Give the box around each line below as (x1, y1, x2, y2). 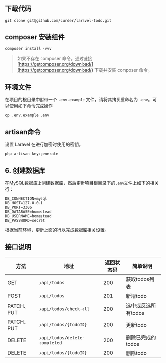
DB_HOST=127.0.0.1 (5, 201, 43, 206)
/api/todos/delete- (39, 335, 85, 340)
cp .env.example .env (5, 113, 50, 118)
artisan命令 (5, 128, 41, 136)
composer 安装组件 (5, 33, 65, 41)
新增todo (125, 292, 147, 299)
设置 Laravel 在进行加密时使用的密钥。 (5, 141, 83, 147)
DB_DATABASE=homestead (5, 209, 52, 214)
